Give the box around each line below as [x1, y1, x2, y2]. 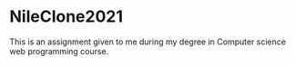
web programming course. [9, 45, 109, 56]
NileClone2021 [9, 6, 124, 27]
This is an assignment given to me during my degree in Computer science [9, 36, 287, 47]
